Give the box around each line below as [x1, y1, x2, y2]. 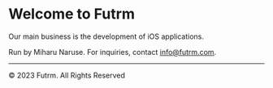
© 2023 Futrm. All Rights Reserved [8, 70, 126, 80]
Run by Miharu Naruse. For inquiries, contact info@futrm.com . [8, 47, 217, 57]
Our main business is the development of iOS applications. [8, 31, 205, 41]
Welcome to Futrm [8, 5, 136, 23]
